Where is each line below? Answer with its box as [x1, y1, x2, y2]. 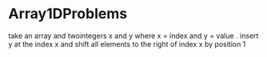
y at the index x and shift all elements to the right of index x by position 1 [8, 39, 246, 48]
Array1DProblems [8, 5, 128, 23]
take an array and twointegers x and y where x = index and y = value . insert [8, 31, 259, 40]
